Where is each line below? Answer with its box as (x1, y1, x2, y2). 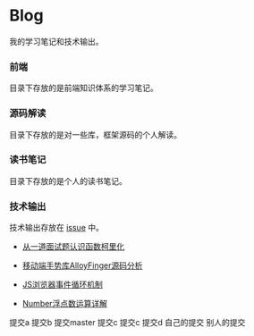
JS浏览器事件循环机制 (21, 279, 103, 290)
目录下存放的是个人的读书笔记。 (9, 175, 127, 186)
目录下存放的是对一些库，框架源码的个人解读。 (9, 129, 182, 139)
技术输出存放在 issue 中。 (9, 223, 105, 233)
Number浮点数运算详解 (21, 298, 107, 309)
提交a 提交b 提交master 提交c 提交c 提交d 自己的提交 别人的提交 (9, 317, 246, 328)
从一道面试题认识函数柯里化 (21, 241, 125, 252)
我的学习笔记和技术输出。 (9, 36, 104, 46)
